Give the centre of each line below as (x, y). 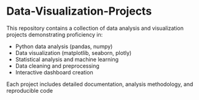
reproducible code (30, 90)
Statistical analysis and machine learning (67, 59)
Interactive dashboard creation (54, 72)
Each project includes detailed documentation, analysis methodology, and (100, 84)
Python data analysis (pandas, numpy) (64, 46)
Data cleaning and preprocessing (57, 66)
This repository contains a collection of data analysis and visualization (95, 28)
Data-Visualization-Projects (79, 11)
